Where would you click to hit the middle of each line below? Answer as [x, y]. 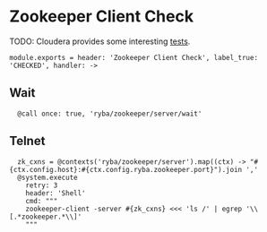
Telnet [27, 141]
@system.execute [47, 177]
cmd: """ [42, 201]
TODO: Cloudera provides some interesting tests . [100, 41]
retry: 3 [42, 185]
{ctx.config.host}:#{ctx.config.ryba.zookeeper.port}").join [126, 169]
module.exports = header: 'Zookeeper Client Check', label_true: [133, 57]
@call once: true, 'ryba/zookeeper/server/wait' [110, 114]
